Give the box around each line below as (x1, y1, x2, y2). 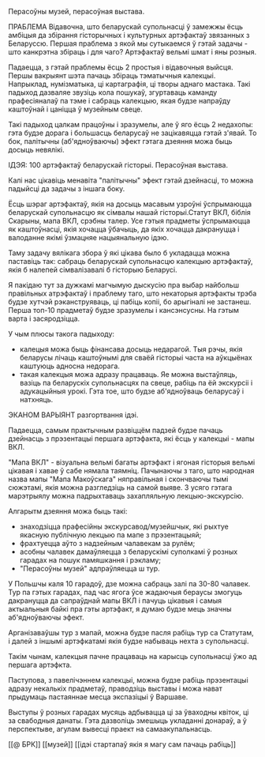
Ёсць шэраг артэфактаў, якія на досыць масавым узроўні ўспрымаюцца (8, 199, 252, 209)
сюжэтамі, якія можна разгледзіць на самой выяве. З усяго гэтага (8, 483, 233, 492)
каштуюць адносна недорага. (19, 361, 121, 371)
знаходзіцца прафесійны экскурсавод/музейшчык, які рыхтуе (19, 522, 229, 531)
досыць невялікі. (8, 145, 65, 154)
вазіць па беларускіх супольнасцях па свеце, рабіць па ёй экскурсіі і (19, 378, 253, 387)
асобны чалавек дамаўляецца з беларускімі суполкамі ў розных (19, 547, 238, 556)
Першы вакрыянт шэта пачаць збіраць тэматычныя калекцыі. (8, 71, 216, 80)
